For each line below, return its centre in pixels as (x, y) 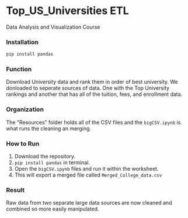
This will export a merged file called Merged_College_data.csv (88, 175)
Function (19, 70)
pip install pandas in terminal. (52, 162)
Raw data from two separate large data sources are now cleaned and (89, 203)
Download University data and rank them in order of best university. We (92, 82)
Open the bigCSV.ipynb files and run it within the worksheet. (86, 169)
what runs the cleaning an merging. (49, 128)
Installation (22, 42)
